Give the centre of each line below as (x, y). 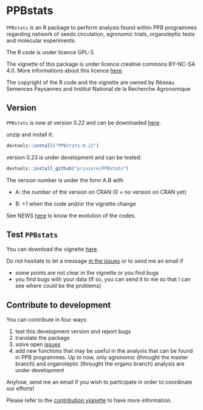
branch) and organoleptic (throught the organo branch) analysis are (100, 364)
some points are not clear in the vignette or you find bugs (87, 273)
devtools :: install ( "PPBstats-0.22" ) (53, 146)
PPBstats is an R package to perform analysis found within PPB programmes (102, 27)
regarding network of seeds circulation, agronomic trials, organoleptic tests (101, 34)
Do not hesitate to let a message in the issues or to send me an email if (95, 261)
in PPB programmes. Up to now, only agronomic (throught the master (101, 358)
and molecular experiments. (41, 40)
